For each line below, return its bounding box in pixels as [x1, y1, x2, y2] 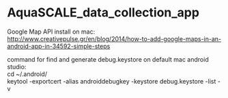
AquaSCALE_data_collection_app [7, 5, 200, 21]
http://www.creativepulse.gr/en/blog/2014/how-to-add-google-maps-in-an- [7, 34, 222, 42]
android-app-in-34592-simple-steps [7, 42, 111, 50]
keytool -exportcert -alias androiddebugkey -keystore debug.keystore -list [7, 77, 216, 85]
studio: [7, 62, 27, 71]
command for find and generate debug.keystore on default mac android [7, 55, 210, 63]
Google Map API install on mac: [7, 27, 96, 36]
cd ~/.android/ [7, 70, 48, 78]
